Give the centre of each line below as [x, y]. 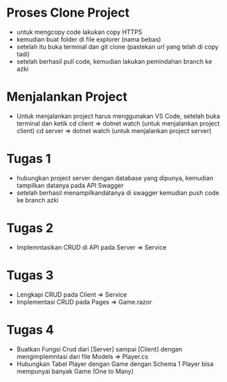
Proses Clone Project [68, 13]
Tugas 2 [30, 228]
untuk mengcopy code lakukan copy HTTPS [79, 32]
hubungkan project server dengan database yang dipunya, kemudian [115, 177]
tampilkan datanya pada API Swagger [70, 185]
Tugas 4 [30, 330]
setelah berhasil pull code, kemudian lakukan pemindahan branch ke [114, 61]
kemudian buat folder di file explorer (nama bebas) [89, 39]
